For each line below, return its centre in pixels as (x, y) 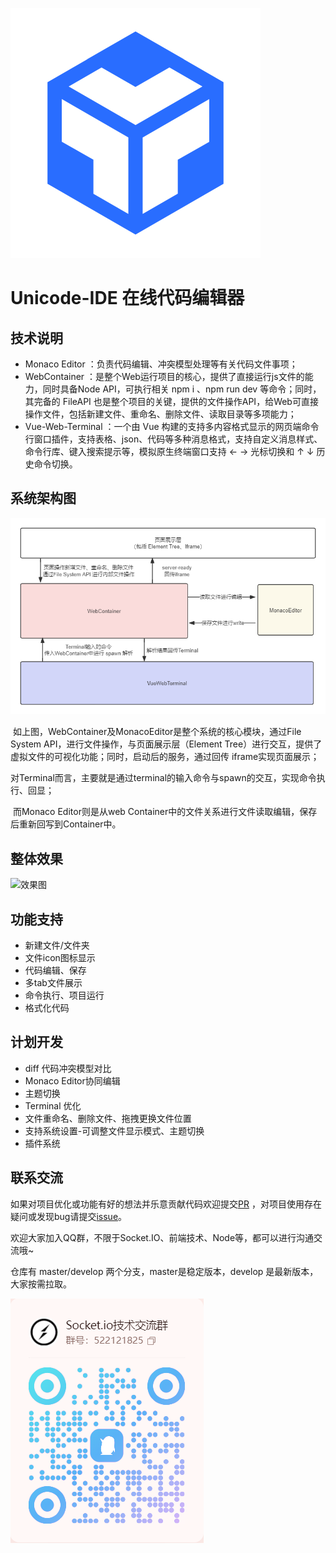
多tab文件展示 (53, 983)
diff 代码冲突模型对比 (68, 1068)
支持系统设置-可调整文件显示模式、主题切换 (114, 1130)
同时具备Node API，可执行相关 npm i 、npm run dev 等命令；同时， (182, 389)
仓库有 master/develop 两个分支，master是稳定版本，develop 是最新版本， (164, 1271)
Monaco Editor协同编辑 (72, 1080)
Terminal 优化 (53, 1105)
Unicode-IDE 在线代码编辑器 (127, 298)
